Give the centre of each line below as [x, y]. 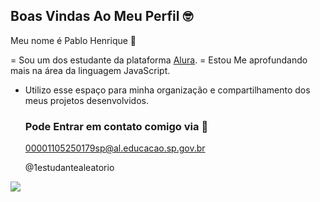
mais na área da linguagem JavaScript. [90, 70]
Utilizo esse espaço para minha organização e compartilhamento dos [167, 90]
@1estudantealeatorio [69, 168]
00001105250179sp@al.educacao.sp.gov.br [115, 148]
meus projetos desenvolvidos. [86, 100]
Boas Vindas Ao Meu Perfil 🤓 [101, 16]
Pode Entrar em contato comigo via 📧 [116, 126]
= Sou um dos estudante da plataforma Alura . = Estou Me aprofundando [159, 60]
